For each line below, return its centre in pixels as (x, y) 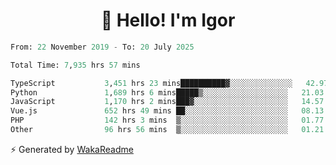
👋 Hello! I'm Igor (168, 20)
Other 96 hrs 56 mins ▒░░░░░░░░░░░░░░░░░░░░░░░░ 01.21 (167, 130)
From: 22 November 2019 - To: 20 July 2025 (102, 47)
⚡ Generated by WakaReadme (72, 149)
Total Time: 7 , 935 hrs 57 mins (75, 65)
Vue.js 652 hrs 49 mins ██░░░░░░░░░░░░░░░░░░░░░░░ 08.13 (167, 111)
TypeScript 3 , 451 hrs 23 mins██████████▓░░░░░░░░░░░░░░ (151, 83)
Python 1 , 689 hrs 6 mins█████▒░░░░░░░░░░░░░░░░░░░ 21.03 (167, 92)
